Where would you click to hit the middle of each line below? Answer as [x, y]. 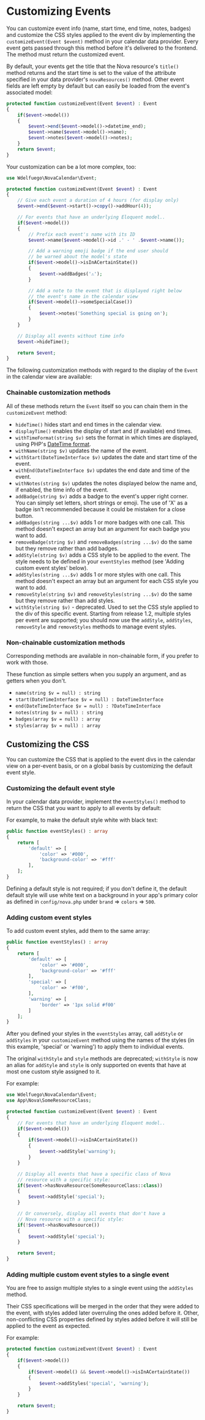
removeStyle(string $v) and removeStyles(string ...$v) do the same [104, 594]
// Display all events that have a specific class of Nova [94, 1174]
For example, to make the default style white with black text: [82, 820]
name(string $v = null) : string [58, 693]
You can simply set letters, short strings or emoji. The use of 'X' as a [101, 503]
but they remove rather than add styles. [65, 600]
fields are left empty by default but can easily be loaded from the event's [98, 86]
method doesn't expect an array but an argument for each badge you [102, 528]
